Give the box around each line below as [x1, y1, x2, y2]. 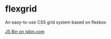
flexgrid [5, 3, 37, 14]
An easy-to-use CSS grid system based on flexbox [5, 19, 107, 25]
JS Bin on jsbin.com [5, 28, 45, 34]
